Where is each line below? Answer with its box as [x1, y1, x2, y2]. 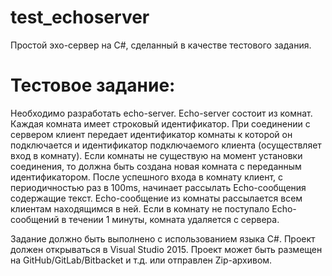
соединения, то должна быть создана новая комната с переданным [10, 160, 302, 172]
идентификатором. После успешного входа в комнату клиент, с [10, 171, 283, 183]
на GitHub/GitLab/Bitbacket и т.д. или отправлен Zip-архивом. [10, 254, 273, 266]
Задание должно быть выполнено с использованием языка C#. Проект [10, 232, 316, 245]
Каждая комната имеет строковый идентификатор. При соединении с [10, 117, 311, 130]
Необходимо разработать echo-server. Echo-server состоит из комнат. [10, 107, 313, 119]
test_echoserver [10, 6, 150, 29]
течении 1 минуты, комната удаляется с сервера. [68, 213, 280, 225]
